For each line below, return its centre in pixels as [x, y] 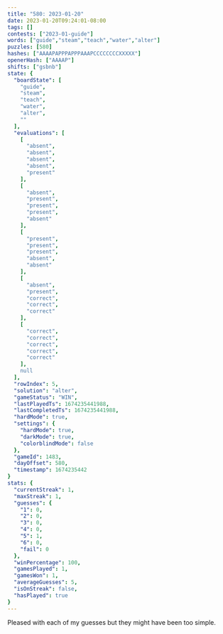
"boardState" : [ [38, 80]
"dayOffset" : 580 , [41, 463]
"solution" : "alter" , [46, 391]
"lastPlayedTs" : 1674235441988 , [62, 404]
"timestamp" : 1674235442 [50, 470]
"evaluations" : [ [39, 133]
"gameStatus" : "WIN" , [46, 397]
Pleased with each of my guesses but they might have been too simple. [112, 622]
